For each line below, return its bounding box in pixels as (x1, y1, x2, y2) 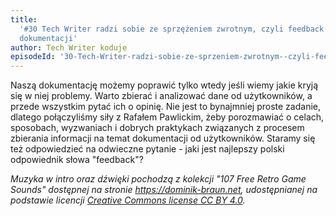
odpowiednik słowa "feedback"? (10, 154, 144, 166)
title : (10, 14, 38, 25)
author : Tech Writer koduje (10, 42, 128, 53)
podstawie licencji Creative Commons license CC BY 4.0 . (10, 194, 246, 206)
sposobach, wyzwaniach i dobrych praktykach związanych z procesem (10, 122, 305, 134)
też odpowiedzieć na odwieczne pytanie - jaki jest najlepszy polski (10, 143, 285, 155)
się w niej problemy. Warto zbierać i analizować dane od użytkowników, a (10, 90, 313, 102)
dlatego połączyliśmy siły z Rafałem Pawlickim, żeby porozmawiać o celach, (10, 111, 325, 123)
